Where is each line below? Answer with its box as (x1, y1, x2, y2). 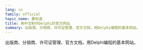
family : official (5, 12, 41, 17)
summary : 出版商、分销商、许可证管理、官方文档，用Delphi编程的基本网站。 (5, 25, 141, 30)
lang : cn (5, 7, 23, 12)
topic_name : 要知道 (5, 16, 43, 21)
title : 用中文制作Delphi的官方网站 (5, 21, 70, 26)
